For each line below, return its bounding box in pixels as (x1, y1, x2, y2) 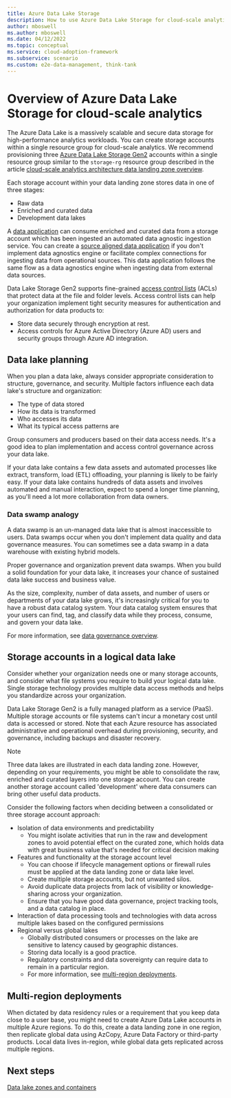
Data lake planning (7, 354, 89, 366)
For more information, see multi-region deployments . (27, 970, 177, 978)
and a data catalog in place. (27, 905, 107, 913)
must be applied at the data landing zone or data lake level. (27, 868, 195, 876)
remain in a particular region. (27, 963, 109, 971)
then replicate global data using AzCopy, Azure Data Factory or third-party (7, 1031, 219, 1039)
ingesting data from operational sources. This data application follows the (7, 256, 216, 264)
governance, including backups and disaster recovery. (7, 734, 162, 742)
